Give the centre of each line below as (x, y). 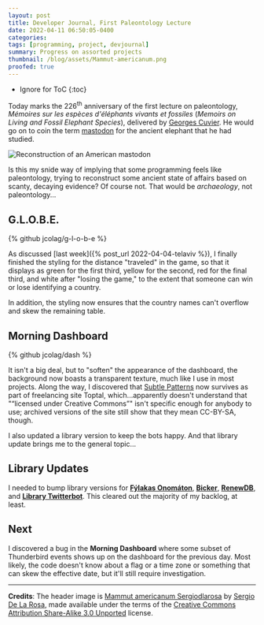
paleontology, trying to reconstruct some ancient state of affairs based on (128, 178)
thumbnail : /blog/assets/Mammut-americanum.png (88, 60)
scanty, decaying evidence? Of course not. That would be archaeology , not (130, 187)
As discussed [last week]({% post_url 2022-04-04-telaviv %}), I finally (123, 254)
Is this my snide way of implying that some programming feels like (115, 169)
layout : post (29, 15)
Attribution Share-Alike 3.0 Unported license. (81, 612)
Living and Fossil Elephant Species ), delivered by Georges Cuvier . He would (131, 122)
